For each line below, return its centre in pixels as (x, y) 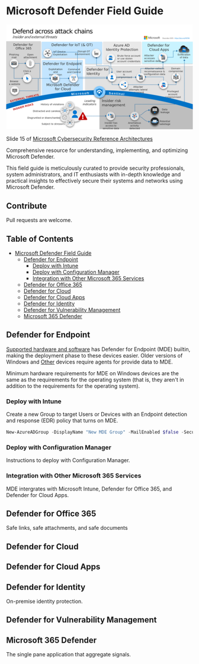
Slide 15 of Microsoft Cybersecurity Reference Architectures (79, 139)
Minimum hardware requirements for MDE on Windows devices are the (93, 373)
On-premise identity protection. (44, 602)
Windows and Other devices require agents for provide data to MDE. (89, 362)
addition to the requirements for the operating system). (73, 386)
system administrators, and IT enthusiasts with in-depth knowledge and (94, 175)
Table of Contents (40, 239)
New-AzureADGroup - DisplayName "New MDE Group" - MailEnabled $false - (95, 432)
